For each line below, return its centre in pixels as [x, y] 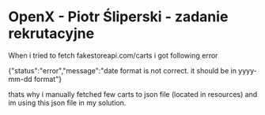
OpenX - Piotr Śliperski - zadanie [118, 17]
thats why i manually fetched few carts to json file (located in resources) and [133, 94]
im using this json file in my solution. [67, 102]
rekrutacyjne [51, 33]
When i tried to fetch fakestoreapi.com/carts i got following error [113, 55]
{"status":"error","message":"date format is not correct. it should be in [123, 70]
